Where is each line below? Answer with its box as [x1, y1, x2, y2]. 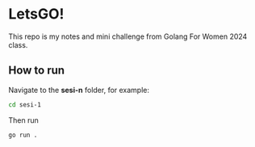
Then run [8, 115, 39, 125]
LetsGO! [8, 5, 65, 23]
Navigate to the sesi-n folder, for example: [8, 85, 150, 94]
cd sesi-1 [8, 100, 42, 109]
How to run [8, 64, 65, 78]
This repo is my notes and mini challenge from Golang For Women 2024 [8, 31, 248, 41]
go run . [8, 131, 38, 139]
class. [8, 40, 28, 49]
